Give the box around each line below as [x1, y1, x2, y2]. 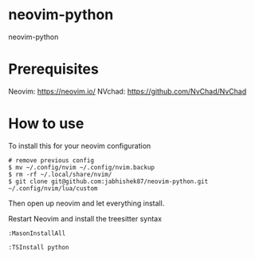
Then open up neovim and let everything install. [8, 198, 165, 208]
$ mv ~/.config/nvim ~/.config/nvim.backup [8, 163, 155, 171]
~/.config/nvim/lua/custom [8, 184, 98, 193]
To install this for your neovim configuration [8, 141, 151, 150]
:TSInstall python [8, 243, 69, 251]
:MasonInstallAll [8, 229, 66, 237]
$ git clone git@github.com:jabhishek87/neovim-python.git [8, 177, 209, 185]
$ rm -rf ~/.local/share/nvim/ [8, 170, 112, 178]
